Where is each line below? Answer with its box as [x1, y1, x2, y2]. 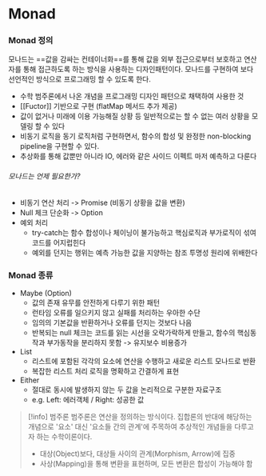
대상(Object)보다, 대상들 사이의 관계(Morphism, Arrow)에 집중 [39, 449, 236, 458]
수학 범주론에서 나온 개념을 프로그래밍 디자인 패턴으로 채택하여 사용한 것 [19, 91, 244, 101]
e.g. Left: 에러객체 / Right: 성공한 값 [31, 394, 145, 404]
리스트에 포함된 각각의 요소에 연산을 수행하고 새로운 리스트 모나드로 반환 [31, 356, 256, 366]
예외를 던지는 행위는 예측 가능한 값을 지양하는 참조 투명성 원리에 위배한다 [31, 247, 258, 257]
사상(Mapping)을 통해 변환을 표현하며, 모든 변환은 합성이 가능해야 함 [39, 458, 253, 468]
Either [19, 375, 40, 385]
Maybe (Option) [19, 288, 72, 298]
